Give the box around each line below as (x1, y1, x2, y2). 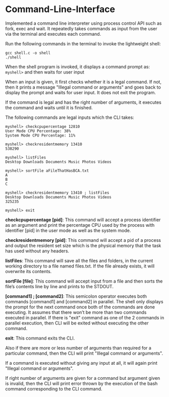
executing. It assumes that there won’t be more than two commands (5, 309, 147, 315)
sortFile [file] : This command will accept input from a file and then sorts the (5, 278, 163, 284)
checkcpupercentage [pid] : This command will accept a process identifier (5, 217, 161, 223)
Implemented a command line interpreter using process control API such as (5, 20, 162, 26)
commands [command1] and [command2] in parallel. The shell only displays (5, 298, 163, 304)
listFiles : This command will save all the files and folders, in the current (5, 257, 153, 263)
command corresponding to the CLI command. (5, 385, 102, 391)
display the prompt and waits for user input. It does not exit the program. (5, 89, 156, 95)
